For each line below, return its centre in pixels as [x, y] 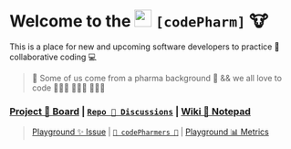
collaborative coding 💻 [53, 57]
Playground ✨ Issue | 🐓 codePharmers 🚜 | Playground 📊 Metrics [150, 132]
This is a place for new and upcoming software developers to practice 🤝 [145, 47]
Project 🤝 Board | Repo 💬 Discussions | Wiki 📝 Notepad [130, 112]
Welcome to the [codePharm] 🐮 [139, 21]
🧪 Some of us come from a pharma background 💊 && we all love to [157, 78]
